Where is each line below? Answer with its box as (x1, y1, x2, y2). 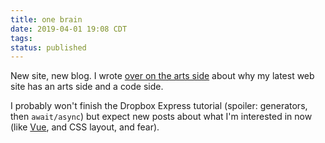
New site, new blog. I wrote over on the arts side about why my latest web (10, 70, 315, 82)
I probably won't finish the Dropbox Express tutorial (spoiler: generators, (10, 100, 308, 112)
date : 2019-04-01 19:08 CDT (10, 24, 128, 34)
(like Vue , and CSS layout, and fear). (10, 121, 160, 133)
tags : (10, 33, 33, 43)
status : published (10, 42, 87, 53)
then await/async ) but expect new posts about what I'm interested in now (10, 111, 313, 123)
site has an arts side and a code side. (10, 81, 164, 93)
